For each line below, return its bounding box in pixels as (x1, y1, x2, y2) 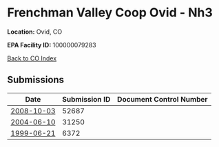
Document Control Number (116, 94, 208, 104)
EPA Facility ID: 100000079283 (7, 41, 96, 49)
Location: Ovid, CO (7, 27, 63, 36)
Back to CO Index (7, 54, 57, 63)
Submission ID (61, 94, 111, 104)
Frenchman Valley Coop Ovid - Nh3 (7, 5, 213, 21)
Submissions (7, 74, 64, 86)
